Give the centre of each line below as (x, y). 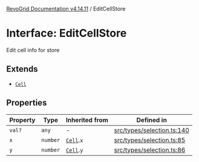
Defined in (152, 120)
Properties (27, 103)
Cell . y (74, 150)
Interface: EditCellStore (67, 33)
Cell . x (74, 140)
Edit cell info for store (33, 50)
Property (22, 120)
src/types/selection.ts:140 (152, 130)
